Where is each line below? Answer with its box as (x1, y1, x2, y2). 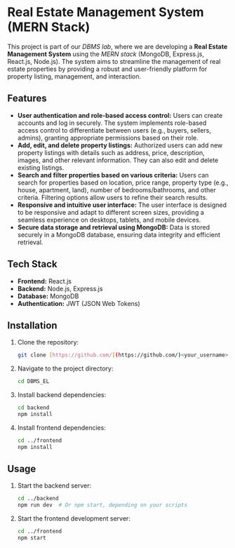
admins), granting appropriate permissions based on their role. (17, 133, 199, 142)
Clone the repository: (17, 338, 79, 347)
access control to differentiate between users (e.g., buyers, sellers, (17, 126, 212, 134)
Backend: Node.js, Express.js (17, 284, 103, 293)
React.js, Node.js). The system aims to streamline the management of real (7, 57, 221, 65)
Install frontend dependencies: (17, 423, 107, 432)
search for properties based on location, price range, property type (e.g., (17, 178, 229, 187)
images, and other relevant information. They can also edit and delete (17, 156, 219, 164)
